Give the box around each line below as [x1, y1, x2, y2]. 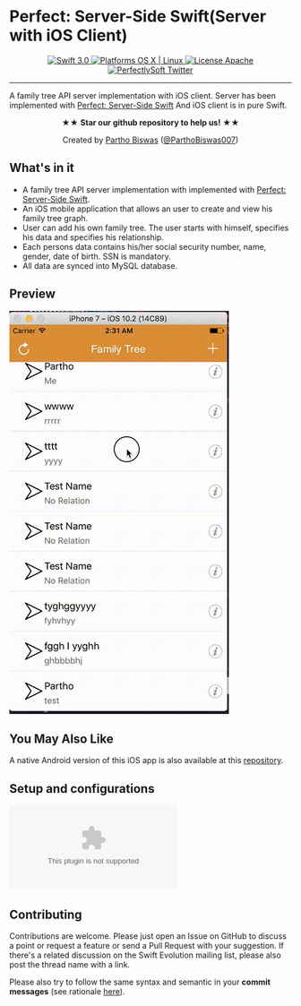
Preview [9, 287, 56, 302]
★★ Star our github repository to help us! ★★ [61, 116, 240, 127]
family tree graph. [21, 212, 89, 223]
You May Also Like [9, 731, 114, 746]
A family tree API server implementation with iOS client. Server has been [9, 90, 276, 100]
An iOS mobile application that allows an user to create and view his [21, 203, 273, 214]
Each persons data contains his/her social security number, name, [21, 241, 267, 252]
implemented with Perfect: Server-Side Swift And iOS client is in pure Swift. [9, 99, 288, 110]
